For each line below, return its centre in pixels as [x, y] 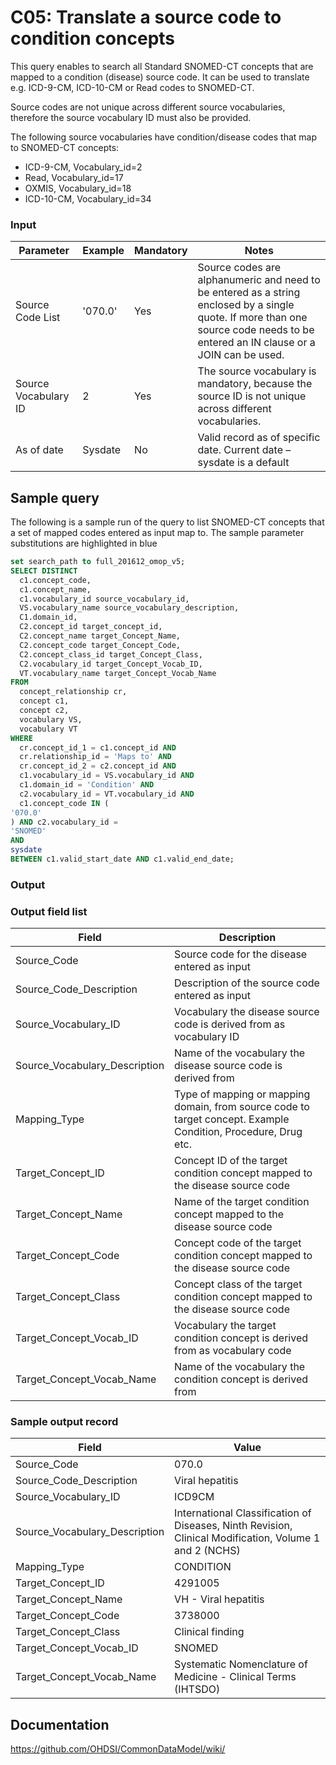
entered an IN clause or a [256, 343]
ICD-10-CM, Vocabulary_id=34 [88, 198]
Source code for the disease [241, 954]
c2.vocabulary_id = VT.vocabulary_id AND [107, 794]
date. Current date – [244, 450]
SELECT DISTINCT [44, 571]
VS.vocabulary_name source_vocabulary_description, [129, 608]
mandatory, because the [255, 384]
